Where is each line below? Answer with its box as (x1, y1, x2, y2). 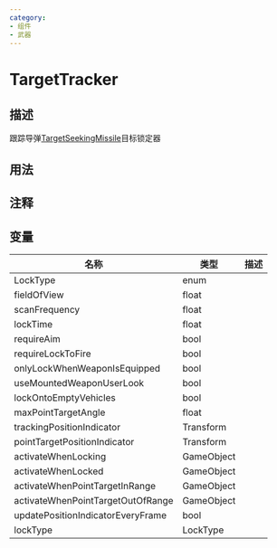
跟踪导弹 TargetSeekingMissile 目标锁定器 (9, 133, 161, 144)
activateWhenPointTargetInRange (14, 479, 157, 492)
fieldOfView (14, 288, 64, 301)
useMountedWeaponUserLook (14, 376, 145, 389)
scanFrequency (14, 303, 81, 316)
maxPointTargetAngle (14, 406, 106, 419)
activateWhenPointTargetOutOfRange (14, 494, 174, 506)
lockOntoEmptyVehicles (14, 391, 116, 403)
